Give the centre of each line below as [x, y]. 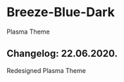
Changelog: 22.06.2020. [62, 54]
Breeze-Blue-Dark [61, 12]
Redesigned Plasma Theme [46, 70]
